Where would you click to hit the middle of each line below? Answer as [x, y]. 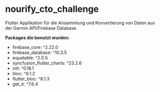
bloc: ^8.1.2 [24, 73]
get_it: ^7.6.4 [25, 84]
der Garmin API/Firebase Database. [41, 28]
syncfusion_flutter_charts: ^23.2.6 [47, 63]
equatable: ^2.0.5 [30, 57]
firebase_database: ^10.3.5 [40, 52]
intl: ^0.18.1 [23, 68]
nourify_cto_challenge [52, 9]
